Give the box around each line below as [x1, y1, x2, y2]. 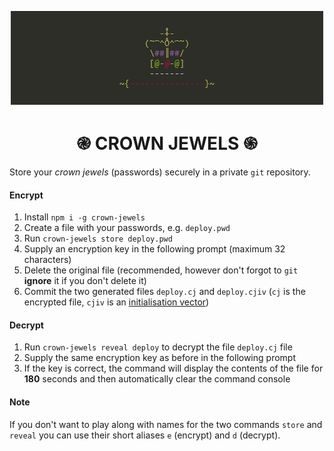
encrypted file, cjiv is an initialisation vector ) [23, 296, 210, 308]
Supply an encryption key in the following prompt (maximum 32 [23, 243, 286, 255]
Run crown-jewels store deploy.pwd [23, 232, 173, 245]
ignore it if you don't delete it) [23, 275, 147, 287]
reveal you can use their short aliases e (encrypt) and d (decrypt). [9, 429, 281, 441]
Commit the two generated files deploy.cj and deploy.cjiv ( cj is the [23, 286, 306, 298]
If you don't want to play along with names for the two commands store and [9, 418, 323, 430]
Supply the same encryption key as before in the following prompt [23, 352, 296, 364]
